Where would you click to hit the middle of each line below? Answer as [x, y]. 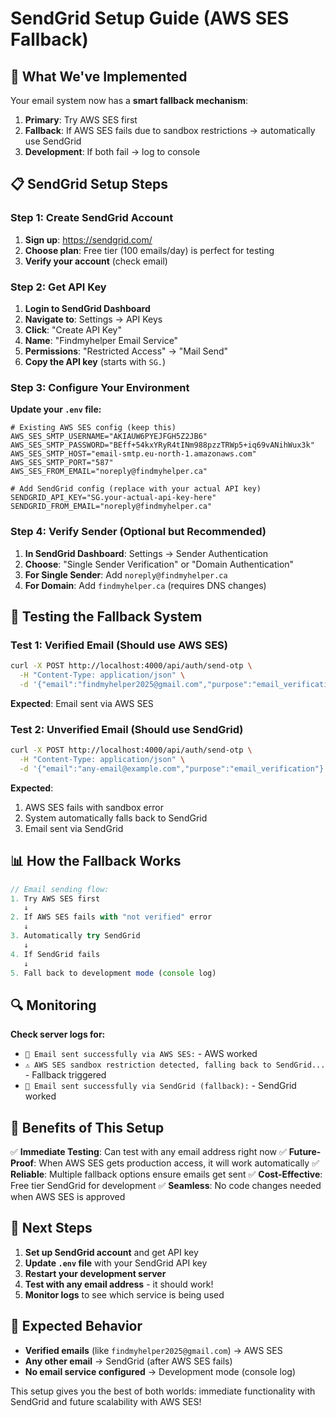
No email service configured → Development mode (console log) [160, 1371]
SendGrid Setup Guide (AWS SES [150, 18]
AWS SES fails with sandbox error [94, 807]
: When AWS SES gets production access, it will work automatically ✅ [176, 1163]
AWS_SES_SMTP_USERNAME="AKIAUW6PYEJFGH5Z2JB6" [109, 437]
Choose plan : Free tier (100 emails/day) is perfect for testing [149, 250]
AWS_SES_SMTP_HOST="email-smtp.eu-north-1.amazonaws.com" [133, 454]
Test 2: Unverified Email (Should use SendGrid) [127, 729]
